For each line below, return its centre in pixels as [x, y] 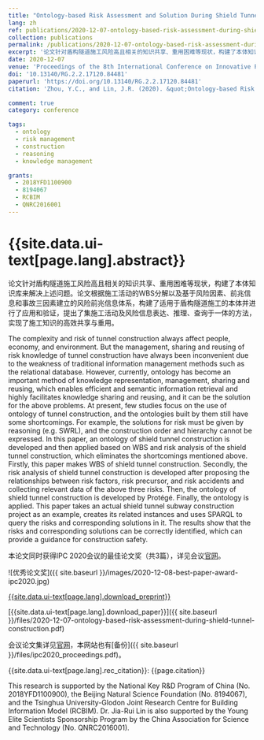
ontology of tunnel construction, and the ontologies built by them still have [128, 414]
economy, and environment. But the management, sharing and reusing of [126, 347]
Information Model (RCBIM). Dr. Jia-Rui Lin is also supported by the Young [128, 711]
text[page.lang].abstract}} [97, 260]
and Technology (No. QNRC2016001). [69, 727]
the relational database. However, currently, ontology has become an [120, 372]
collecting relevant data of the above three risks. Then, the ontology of [122, 489]
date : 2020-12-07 [37, 60]
